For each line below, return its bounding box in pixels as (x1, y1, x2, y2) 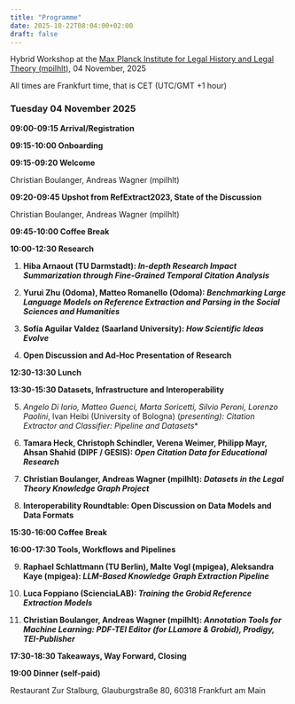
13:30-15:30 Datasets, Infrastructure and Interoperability (10, 384, 225, 395)
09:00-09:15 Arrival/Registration (10, 123, 136, 133)
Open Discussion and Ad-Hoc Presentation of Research (22, 350, 232, 360)
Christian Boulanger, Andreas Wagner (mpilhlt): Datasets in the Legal (22, 473, 284, 484)
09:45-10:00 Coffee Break (10, 225, 110, 236)
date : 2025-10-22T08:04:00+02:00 (10, 21, 134, 30)
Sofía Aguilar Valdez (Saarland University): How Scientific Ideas (22, 323, 264, 334)
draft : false (10, 29, 58, 38)
